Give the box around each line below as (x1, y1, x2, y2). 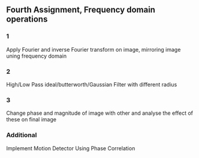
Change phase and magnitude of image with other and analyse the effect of (6, 109, 194, 117)
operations (6, 14, 48, 25)
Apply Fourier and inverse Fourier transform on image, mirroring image (6, 46, 181, 53)
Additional (6, 131, 37, 139)
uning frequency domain (6, 52, 67, 59)
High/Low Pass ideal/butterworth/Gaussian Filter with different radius (6, 81, 177, 88)
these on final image (6, 116, 57, 123)
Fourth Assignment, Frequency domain (6, 5, 156, 15)
